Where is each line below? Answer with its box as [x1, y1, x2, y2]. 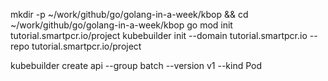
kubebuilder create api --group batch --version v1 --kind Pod [10, 60, 263, 71]
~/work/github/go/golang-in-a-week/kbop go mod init [10, 19, 233, 31]
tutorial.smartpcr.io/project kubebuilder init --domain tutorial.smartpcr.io [10, 30, 308, 41]
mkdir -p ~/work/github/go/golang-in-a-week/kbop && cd [10, 9, 249, 20]
